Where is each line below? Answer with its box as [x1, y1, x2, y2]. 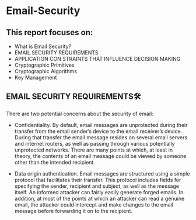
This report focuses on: [6, 27, 93, 37]
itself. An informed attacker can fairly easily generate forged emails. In [14, 188, 184, 195]
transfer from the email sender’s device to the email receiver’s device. [14, 128, 183, 135]
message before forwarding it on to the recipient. [14, 207, 133, 214]
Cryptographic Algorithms [14, 68, 78, 74]
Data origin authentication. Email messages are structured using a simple [14, 170, 190, 177]
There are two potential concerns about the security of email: [6, 110, 153, 117]
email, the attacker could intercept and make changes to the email [14, 201, 174, 208]
